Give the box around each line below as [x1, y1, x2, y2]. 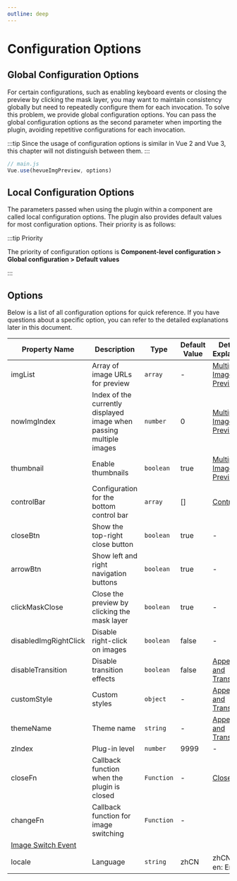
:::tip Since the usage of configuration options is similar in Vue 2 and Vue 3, [7, 139, 226, 147]
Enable [92, 459, 115, 468]
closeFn [11, 773, 37, 783]
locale [11, 857, 31, 867]
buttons [92, 577, 118, 587]
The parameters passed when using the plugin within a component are [7, 205, 213, 214]
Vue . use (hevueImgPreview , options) [7, 167, 112, 174]
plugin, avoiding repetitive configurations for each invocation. [7, 125, 186, 134]
